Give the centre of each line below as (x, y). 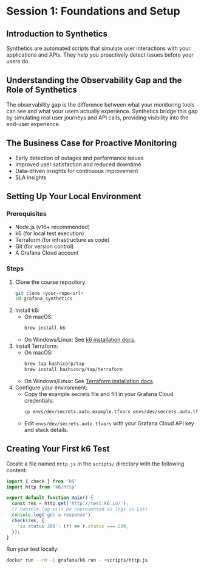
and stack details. (46, 429)
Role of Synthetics (42, 90)
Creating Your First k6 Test (58, 449)
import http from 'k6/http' (42, 487)
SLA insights (31, 177)
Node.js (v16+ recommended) (52, 227)
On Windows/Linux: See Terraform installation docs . (89, 381)
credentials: (39, 400)
